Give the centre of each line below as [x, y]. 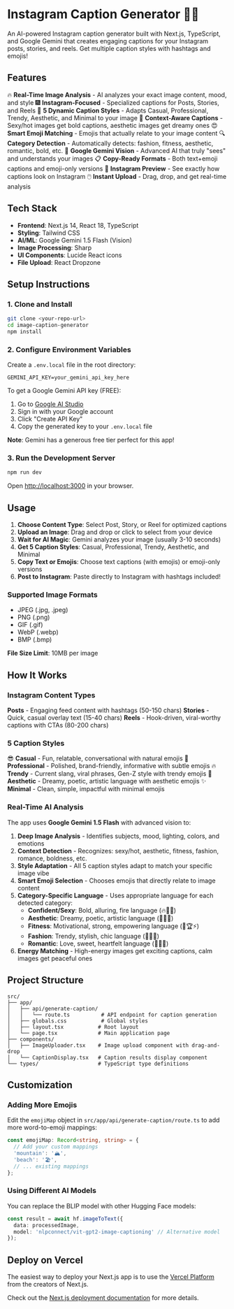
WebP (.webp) [38, 632]
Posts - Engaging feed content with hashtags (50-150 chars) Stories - [108, 710]
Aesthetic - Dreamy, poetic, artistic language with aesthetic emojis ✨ [107, 781]
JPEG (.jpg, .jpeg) [43, 610]
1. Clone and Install [40, 304]
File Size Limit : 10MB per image [53, 653]
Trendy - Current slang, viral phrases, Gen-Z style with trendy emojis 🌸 [110, 774]
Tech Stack [32, 209]
